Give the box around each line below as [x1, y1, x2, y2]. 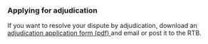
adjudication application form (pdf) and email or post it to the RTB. [7, 29, 202, 37]
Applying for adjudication [7, 6, 98, 15]
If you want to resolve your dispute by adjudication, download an [7, 22, 197, 30]
